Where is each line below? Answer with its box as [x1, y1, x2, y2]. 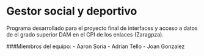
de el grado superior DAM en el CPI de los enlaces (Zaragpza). [6, 30, 164, 38]
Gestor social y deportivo [6, 4, 137, 18]
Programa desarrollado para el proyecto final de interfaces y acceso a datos [6, 24, 198, 32]
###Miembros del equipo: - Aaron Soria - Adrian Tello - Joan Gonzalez [6, 43, 185, 50]
